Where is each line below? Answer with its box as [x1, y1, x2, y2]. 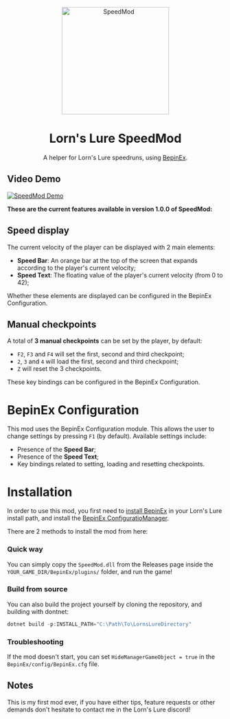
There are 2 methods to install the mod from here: [7, 527, 148, 536]
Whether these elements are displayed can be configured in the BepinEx [7, 291, 212, 299]
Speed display [7, 225, 70, 236]
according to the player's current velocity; [16, 264, 136, 272]
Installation [7, 484, 73, 500]
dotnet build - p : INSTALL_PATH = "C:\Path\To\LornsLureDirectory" [7, 621, 192, 628]
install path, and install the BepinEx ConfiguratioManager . [7, 514, 170, 523]
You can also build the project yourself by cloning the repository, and [7, 600, 203, 608]
